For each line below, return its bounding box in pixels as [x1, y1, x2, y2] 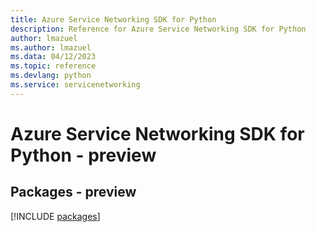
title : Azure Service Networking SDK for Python [10, 14, 217, 25]
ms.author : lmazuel [10, 42, 92, 53]
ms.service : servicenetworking [10, 80, 141, 90]
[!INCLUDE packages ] [10, 210, 101, 222]
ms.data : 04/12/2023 [10, 52, 97, 62]
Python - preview [10, 144, 157, 166]
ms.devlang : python [10, 71, 92, 81]
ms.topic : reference [10, 61, 97, 71]
